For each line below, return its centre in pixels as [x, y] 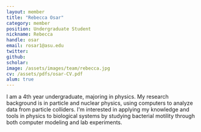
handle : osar [23, 40]
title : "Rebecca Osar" [35, 18]
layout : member [26, 12]
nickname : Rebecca [30, 35]
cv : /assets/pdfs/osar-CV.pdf [45, 74]
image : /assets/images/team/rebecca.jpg [58, 68]
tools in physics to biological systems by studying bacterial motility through [100, 116]
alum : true [20, 79]
